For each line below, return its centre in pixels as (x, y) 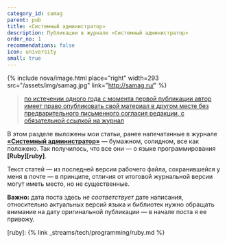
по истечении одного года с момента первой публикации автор (118, 98)
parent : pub (24, 20)
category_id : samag (35, 13)
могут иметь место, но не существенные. (69, 184)
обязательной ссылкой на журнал (74, 120)
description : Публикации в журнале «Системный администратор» (98, 33)
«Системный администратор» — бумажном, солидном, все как (103, 141)
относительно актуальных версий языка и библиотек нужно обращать (111, 204)
